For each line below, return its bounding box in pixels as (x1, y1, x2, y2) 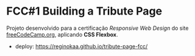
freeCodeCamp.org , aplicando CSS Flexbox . (6, 30, 118, 38)
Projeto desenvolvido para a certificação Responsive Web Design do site (6, 24, 189, 32)
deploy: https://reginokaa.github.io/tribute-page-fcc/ (15, 43, 148, 50)
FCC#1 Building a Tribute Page (6, 4, 163, 18)
